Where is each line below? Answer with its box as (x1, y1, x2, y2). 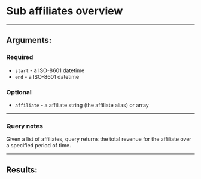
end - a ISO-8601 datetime (14, 73, 80, 80)
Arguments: (6, 35, 52, 45)
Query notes (6, 122, 44, 130)
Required (6, 53, 33, 61)
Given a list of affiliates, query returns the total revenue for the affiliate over (6, 135, 191, 143)
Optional (6, 88, 32, 96)
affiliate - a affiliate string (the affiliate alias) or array (14, 101, 150, 109)
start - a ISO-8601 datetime (14, 67, 85, 74)
